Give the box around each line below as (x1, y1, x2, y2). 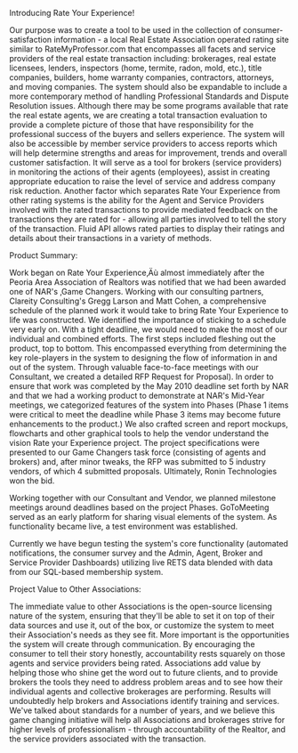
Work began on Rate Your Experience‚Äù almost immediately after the (9, 267, 265, 278)
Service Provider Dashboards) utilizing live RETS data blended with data (9, 557, 273, 568)
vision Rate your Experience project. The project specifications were (9, 438, 260, 448)
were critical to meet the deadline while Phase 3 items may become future (9, 409, 281, 419)
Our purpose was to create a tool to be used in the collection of (9, 25, 242, 35)
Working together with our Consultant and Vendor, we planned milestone (9, 493, 277, 503)
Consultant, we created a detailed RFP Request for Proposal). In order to (9, 371, 274, 382)
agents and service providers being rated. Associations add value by (9, 658, 261, 668)
